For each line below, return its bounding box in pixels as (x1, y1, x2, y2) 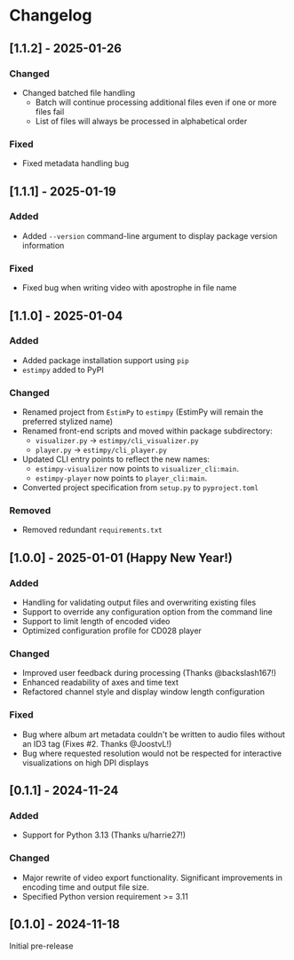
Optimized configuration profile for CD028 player (21, 625, 203, 636)
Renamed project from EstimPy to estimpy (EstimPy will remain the (21, 407, 264, 417)
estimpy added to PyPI (21, 364, 104, 375)
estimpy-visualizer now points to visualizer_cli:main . (35, 464, 240, 474)
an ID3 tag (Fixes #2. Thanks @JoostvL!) (21, 738, 172, 749)
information (21, 240, 65, 250)
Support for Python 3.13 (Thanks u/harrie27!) (21, 829, 187, 840)
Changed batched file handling (21, 87, 136, 98)
